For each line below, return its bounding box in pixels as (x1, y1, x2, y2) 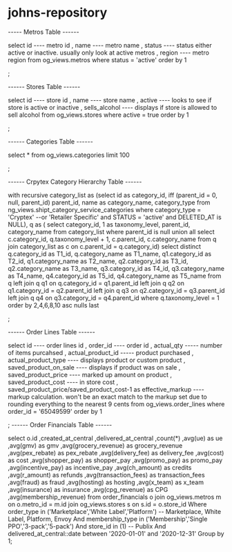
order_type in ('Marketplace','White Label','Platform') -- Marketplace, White (8, 507, 222, 515)
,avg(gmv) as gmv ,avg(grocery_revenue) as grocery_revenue (8, 441, 183, 450)
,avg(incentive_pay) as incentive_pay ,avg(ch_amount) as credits (8, 463, 192, 471)
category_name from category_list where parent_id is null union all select (8, 227, 215, 236)
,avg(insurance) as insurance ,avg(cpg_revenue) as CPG (8, 485, 168, 493)
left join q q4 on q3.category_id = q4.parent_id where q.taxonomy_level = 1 (8, 294, 220, 302)
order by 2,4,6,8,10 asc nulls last (8, 301, 99, 309)
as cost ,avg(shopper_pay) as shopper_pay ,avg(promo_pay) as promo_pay (8, 456, 223, 464)
